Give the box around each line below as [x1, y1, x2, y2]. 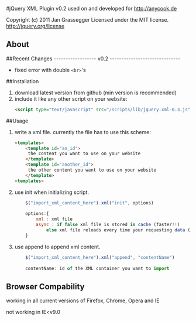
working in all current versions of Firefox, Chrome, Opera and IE [6, 297, 160, 304]
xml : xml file [36, 216, 73, 222]
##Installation [6, 77, 39, 84]
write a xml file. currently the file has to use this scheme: [14, 128, 151, 135]
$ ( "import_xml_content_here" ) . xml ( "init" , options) [25, 200, 154, 206]
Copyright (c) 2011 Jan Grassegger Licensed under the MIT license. [6, 16, 169, 23]
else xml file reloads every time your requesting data [46, 227, 185, 233]
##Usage [6, 117, 29, 124]
